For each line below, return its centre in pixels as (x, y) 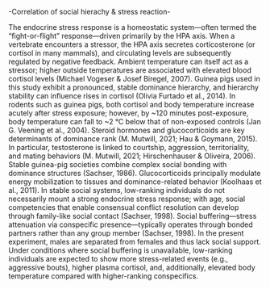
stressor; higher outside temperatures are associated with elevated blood (130, 70)
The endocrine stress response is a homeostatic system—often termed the (133, 27)
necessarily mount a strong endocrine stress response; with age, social (127, 199)
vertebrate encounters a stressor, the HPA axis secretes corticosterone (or (132, 44)
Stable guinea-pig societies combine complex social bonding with (118, 164)
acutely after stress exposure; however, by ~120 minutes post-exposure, (129, 113)
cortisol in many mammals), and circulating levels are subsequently (120, 53)
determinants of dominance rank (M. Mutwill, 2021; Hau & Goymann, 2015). (133, 139)
